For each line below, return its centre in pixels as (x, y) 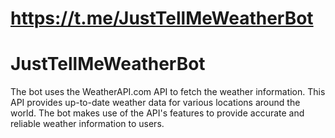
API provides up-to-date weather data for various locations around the (155, 103)
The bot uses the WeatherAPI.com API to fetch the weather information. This (168, 92)
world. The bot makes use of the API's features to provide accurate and (157, 113)
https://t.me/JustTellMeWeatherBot (162, 18)
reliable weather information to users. (87, 124)
